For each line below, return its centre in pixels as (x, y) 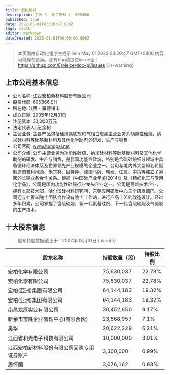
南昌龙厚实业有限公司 (33, 310)
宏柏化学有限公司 (28, 272)
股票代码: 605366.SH (35, 102)
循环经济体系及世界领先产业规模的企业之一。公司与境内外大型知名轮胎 (90, 165)
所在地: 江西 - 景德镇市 (36, 108)
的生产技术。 (26, 210)
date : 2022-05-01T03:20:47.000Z (39, 24)
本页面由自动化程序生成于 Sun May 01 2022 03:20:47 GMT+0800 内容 (91, 53)
